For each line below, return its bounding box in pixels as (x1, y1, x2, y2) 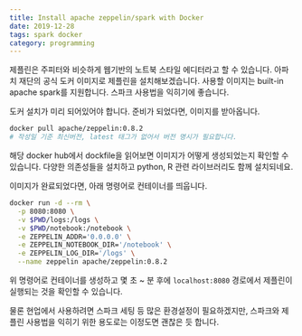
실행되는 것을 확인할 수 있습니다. (9, 286, 124, 296)
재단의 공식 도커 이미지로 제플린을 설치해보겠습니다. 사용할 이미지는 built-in (18, 76, 284, 87)
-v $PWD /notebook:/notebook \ (17, 223, 131, 233)
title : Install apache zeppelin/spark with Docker (9, 13, 204, 23)
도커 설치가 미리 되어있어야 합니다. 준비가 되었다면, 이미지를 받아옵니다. (9, 106, 260, 117)
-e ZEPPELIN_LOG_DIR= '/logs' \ (17, 249, 136, 258)
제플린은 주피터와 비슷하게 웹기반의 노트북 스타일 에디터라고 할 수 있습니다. (9, 64, 273, 75)
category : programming (9, 38, 95, 48)
